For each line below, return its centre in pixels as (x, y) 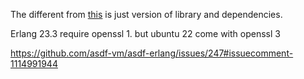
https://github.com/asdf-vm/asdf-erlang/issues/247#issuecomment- (152, 53)
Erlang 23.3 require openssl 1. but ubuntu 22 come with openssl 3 (145, 33)
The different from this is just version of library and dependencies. (146, 14)
